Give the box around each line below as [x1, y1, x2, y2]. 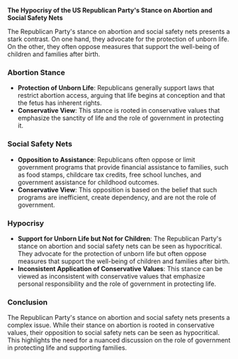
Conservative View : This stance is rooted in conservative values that [17, 106, 220, 115]
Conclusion [7, 297, 48, 307]
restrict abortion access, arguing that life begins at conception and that [17, 92, 225, 100]
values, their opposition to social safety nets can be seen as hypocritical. [7, 328, 220, 337]
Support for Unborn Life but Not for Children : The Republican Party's [17, 234, 222, 243]
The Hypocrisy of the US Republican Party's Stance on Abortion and [7, 6, 212, 14]
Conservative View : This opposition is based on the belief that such [17, 185, 217, 194]
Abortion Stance [7, 67, 65, 77]
